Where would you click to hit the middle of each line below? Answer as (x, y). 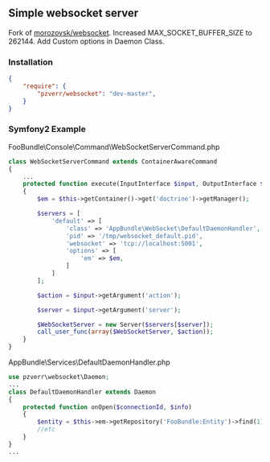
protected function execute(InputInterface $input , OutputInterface (140, 184)
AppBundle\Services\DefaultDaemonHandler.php (89, 362)
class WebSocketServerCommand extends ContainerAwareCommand (113, 161)
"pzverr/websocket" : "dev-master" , (97, 93)
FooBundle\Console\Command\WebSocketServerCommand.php (114, 146)
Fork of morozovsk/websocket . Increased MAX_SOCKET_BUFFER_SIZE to (131, 32)
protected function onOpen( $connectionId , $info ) (108, 407)
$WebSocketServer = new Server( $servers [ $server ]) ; (126, 324)
